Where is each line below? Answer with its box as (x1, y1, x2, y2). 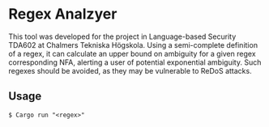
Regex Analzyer (8, 5, 117, 23)
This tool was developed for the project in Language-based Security (8, 32, 237, 41)
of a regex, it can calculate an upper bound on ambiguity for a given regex (8, 49, 257, 58)
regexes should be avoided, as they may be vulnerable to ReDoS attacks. (8, 66, 253, 75)
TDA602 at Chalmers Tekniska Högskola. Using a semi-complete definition (8, 40, 258, 49)
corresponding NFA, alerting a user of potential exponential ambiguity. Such (8, 57, 262, 67)
